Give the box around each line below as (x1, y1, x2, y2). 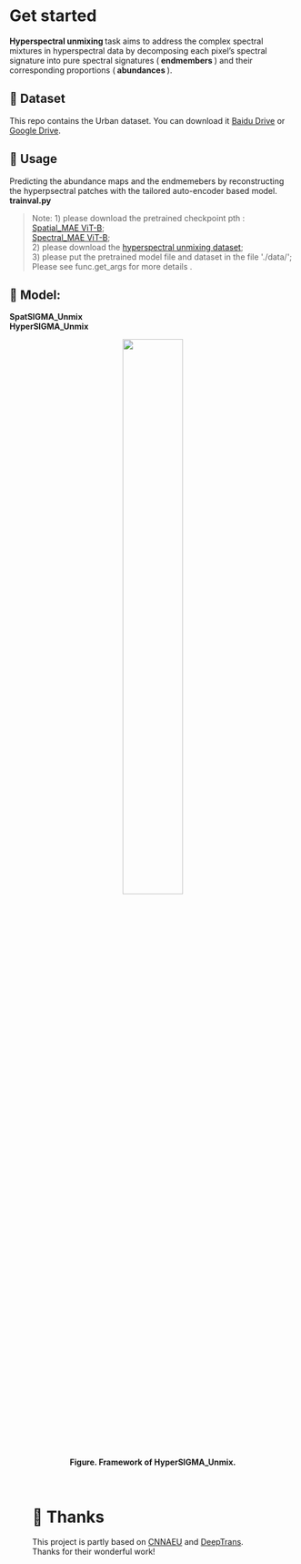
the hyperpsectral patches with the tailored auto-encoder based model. (9, 185, 277, 196)
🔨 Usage (9, 151, 57, 167)
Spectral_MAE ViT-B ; (31, 231, 111, 242)
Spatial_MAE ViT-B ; (31, 222, 105, 233)
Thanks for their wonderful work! (32, 1546, 156, 1558)
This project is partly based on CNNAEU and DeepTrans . (32, 1537, 244, 1548)
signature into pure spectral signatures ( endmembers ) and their (9, 55, 253, 66)
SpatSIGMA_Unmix (9, 312, 84, 322)
